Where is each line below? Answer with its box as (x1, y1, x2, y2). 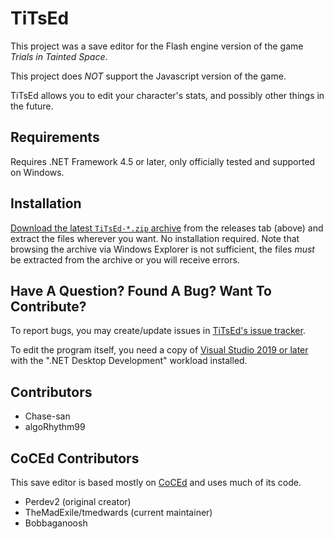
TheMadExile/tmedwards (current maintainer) (24, 507, 213, 518)
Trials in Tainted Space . (10, 50, 108, 62)
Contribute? (10, 298, 87, 315)
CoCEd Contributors (10, 450, 140, 467)
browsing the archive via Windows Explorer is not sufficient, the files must (10, 243, 315, 255)
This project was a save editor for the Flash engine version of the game (10, 40, 304, 52)
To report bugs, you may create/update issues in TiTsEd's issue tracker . (10, 325, 306, 337)
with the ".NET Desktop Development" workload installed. (10, 355, 248, 367)
